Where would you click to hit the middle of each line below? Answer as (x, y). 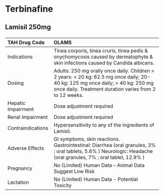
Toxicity (62, 185)
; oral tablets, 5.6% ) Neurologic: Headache (103, 151)
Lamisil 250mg (28, 27)
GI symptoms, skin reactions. (87, 139)
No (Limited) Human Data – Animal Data (99, 165)
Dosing (16, 83)
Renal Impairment (28, 117)
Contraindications (28, 128)
